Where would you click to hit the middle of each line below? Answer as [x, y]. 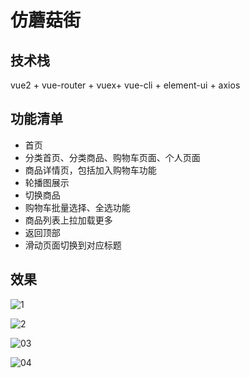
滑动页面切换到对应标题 [73, 245]
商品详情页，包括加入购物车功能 [90, 170]
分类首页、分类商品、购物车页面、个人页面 [112, 157]
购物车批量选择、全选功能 [77, 207]
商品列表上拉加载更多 [68, 220]
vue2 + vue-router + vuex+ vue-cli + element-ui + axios [125, 85]
